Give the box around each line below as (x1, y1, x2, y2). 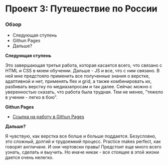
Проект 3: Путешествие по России (5, 3, 158, 15)
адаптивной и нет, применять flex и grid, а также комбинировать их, (5, 78, 152, 84)
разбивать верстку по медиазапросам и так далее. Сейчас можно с (5, 84, 152, 90)
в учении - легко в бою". (5, 94, 58, 100)
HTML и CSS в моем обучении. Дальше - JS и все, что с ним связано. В (5, 68, 160, 74)
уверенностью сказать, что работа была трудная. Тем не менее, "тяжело (5, 89, 163, 95)
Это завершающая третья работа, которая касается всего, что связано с (5, 62, 162, 68)
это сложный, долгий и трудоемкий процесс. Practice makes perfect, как (5, 138, 161, 144)
